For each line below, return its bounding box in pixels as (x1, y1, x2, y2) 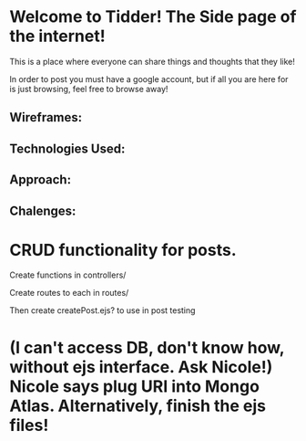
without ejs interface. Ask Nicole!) (9, 356, 273, 377)
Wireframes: (9, 110, 83, 125)
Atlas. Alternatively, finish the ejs (9, 395, 267, 416)
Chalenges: (9, 203, 76, 218)
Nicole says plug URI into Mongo (9, 376, 260, 396)
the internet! (9, 26, 107, 47)
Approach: (9, 172, 71, 188)
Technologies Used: (9, 141, 126, 156)
